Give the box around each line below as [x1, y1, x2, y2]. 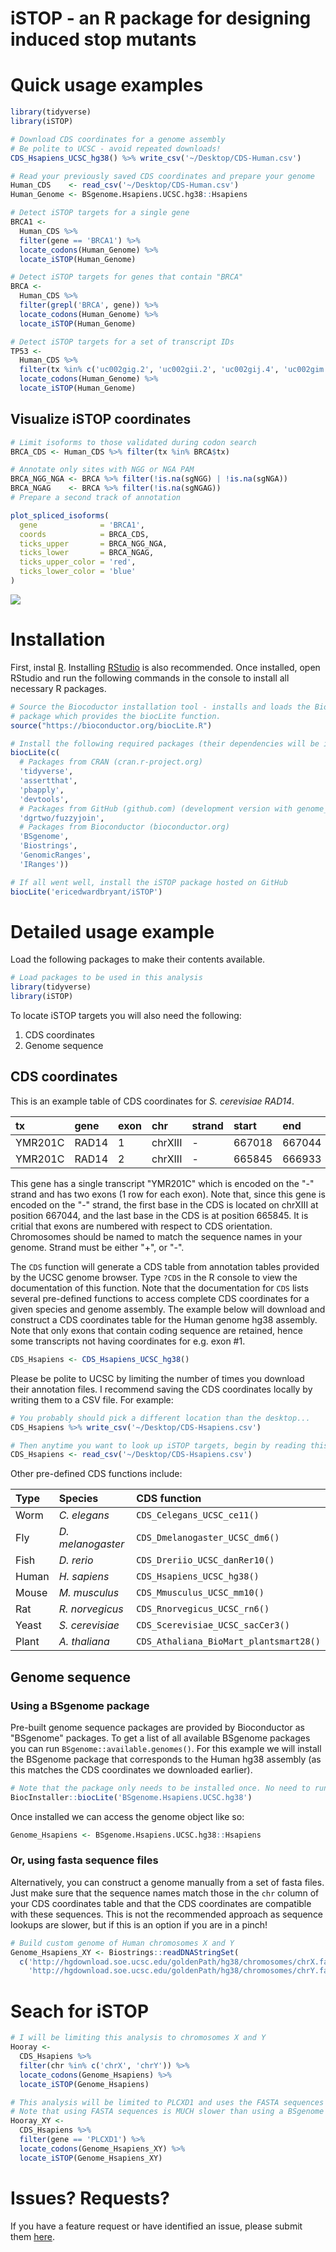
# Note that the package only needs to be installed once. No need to [10, 1783, 311, 1793]
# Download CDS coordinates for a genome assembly [10, 134, 226, 144]
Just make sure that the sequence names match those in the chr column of [10, 1887, 320, 1899]
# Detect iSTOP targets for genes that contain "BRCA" [10, 272, 244, 282]
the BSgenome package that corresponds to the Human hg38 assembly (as [10, 1753, 322, 1765]
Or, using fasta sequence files [10, 1853, 159, 1867]
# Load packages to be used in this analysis [10, 973, 203, 983]
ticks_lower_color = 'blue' [19, 567, 137, 577]
